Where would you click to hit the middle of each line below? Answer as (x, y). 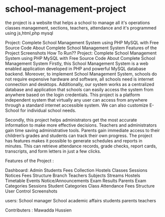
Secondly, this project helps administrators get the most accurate (71, 120)
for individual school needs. (48, 110)
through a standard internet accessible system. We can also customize (77, 105)
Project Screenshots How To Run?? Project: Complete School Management (81, 53)
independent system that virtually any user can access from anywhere (76, 100)
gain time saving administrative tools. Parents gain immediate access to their (82, 130)
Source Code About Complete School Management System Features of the (81, 48)
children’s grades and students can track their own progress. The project (79, 136)
